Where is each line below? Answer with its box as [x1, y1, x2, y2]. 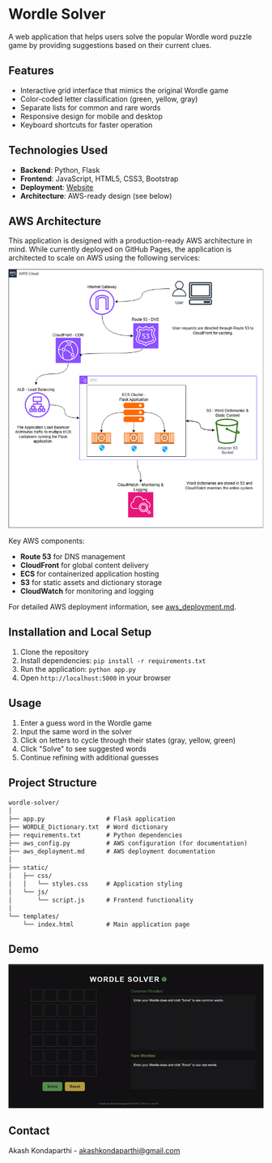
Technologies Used [8, 144, 108, 157]
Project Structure [8, 776, 97, 790]
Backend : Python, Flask [19, 165, 100, 174]
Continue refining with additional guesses [19, 752, 159, 762]
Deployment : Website [19, 182, 94, 192]
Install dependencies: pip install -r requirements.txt [19, 655, 206, 665]
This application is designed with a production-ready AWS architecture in [8, 236, 253, 246]
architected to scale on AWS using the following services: [8, 253, 201, 263]
